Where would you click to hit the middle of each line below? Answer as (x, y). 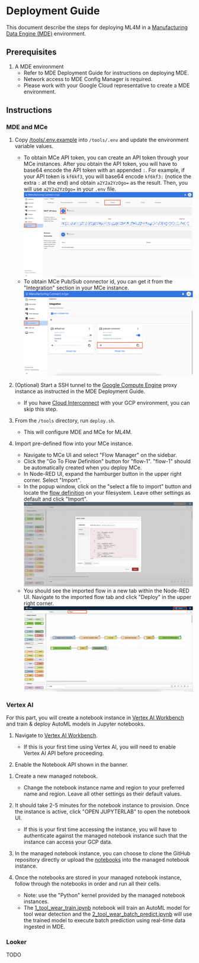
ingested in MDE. (44, 927)
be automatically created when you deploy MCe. (83, 468)
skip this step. (41, 409)
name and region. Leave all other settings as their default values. (102, 794)
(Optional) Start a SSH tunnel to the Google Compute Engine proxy (96, 385)
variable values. (34, 146)
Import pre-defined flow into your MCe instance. (74, 444)
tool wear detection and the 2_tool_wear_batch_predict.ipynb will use (108, 914)
